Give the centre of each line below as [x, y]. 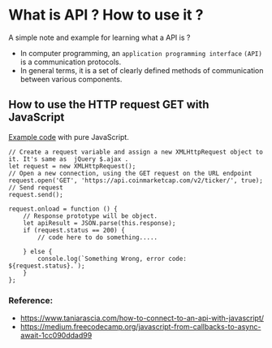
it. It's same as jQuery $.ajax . [69, 159]
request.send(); [36, 194]
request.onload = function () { [63, 209]
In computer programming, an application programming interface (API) [141, 53]
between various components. [71, 79]
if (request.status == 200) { [74, 230]
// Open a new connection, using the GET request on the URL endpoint [130, 173]
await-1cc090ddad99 [56, 336]
